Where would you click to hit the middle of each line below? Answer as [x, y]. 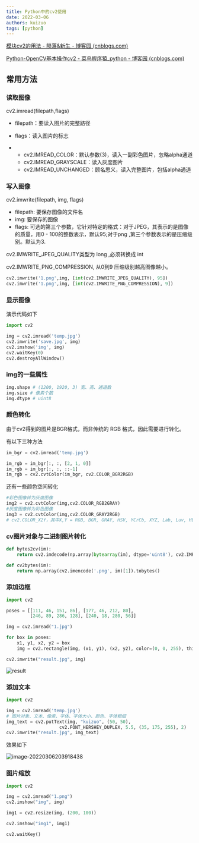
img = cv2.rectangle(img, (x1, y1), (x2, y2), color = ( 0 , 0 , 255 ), [100, 649]
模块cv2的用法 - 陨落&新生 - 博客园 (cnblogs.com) [67, 46]
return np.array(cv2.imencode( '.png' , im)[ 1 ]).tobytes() [89, 571]
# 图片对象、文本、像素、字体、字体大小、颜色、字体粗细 [66, 716]
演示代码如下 [22, 314]
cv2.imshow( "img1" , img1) [38, 824]
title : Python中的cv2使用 [36, 12]
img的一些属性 [27, 375]
